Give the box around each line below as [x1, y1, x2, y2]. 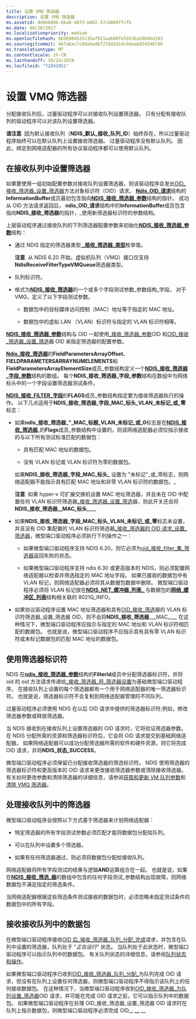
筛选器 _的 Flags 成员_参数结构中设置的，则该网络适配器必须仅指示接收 [22, 426, 189, 433]
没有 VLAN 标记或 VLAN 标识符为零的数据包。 [23, 458, 134, 465]
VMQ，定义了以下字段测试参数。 [14, 293, 93, 300]
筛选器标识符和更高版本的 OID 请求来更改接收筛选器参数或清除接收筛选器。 [6, 766, 187, 773]
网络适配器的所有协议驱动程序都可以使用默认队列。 [31, 144, 155, 152]
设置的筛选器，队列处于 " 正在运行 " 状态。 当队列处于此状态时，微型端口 [16, 943, 189, 950]
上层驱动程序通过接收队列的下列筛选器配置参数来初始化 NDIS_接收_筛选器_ [6, 222, 184, 229]
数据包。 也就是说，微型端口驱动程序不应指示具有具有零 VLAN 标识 [24, 628, 187, 635]
